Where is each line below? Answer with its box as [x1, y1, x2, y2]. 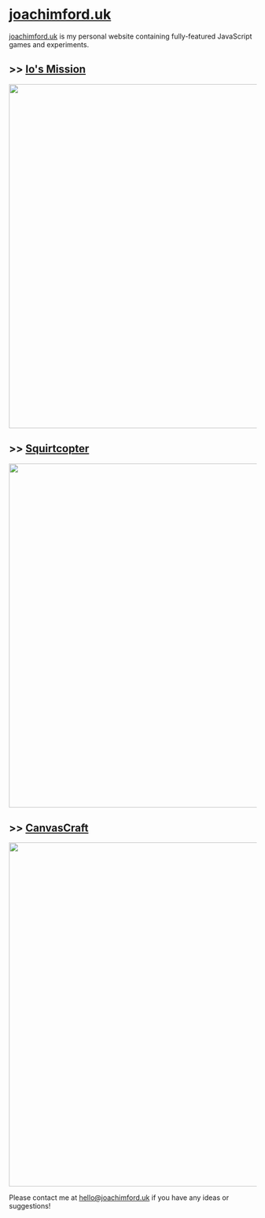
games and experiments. [9, 39, 90, 49]
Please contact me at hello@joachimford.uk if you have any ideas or [9, 1193, 230, 1202]
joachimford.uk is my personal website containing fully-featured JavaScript [9, 31, 252, 41]
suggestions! [9, 1201, 51, 1211]
